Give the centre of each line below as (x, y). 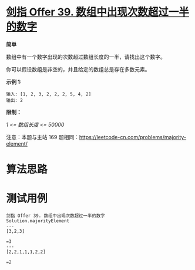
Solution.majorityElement (38, 221)
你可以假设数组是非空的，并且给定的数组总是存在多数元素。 (78, 69)
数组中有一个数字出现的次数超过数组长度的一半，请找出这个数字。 (86, 57)
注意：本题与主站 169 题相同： (43, 137)
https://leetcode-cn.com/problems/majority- (133, 137)
